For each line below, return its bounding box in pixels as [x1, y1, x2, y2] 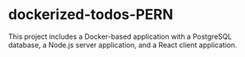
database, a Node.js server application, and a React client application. [8, 40, 237, 49]
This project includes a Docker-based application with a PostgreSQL [8, 32, 232, 41]
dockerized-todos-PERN [8, 6, 173, 24]
